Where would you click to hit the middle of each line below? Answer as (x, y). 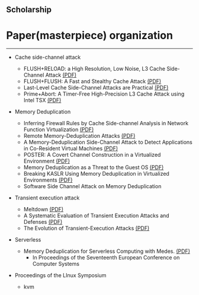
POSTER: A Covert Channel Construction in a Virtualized (92, 155)
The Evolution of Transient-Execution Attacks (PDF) (86, 229)
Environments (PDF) (48, 180)
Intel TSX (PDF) (42, 100)
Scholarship (29, 10)
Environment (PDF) (46, 161)
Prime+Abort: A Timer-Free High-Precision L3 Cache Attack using (104, 94)
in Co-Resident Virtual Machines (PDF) (71, 148)
